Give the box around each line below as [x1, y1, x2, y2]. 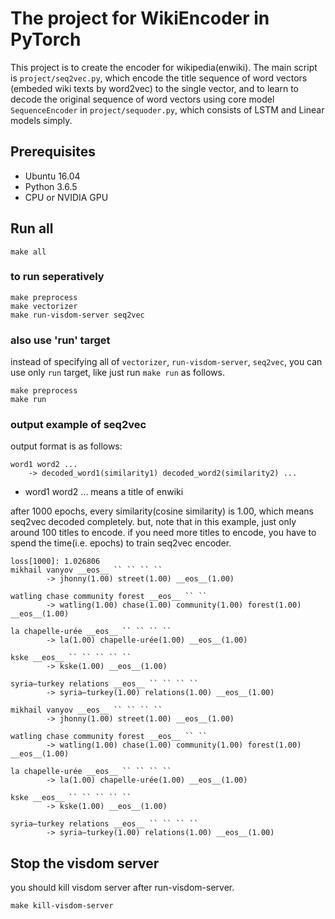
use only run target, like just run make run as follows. [10, 367, 225, 379]
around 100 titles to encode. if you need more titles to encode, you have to [10, 527, 317, 539]
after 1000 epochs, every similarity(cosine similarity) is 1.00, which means [10, 505, 314, 517]
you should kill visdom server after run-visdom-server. [10, 882, 235, 894]
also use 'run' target [10, 333, 111, 347]
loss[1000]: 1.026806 [10, 557, 101, 567]
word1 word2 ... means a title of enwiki [24, 486, 184, 498]
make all [10, 247, 47, 257]
